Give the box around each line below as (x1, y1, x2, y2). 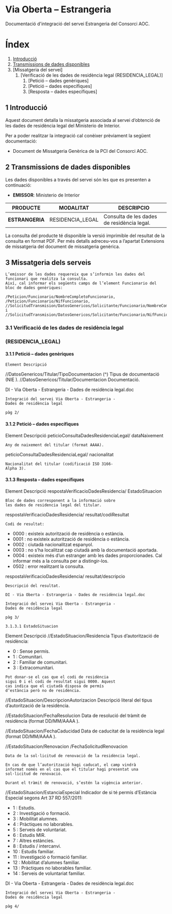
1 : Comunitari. (12, 653, 44, 659)
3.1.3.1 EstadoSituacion (5, 623, 58, 629)
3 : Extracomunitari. (12, 665, 55, 671)
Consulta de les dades (103, 212, 158, 220)
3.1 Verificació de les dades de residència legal (5, 324, 124, 331)
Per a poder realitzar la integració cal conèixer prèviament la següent (5, 132, 151, 138)
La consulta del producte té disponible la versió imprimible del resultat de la (5, 232, 165, 239)
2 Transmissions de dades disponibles (5, 163, 131, 172)
